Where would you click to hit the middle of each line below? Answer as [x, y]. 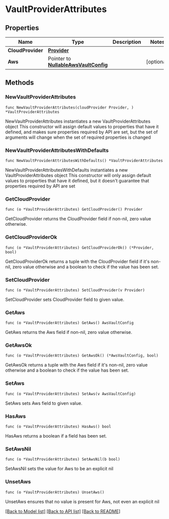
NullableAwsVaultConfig [78, 65]
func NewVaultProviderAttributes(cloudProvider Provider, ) [70, 107]
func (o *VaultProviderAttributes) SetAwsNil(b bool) [63, 459]
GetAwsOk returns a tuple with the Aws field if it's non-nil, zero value [76, 365]
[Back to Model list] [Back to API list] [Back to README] [63, 511]
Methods [20, 83]
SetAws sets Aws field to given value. [44, 403]
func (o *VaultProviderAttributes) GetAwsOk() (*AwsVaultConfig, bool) [82, 356]
